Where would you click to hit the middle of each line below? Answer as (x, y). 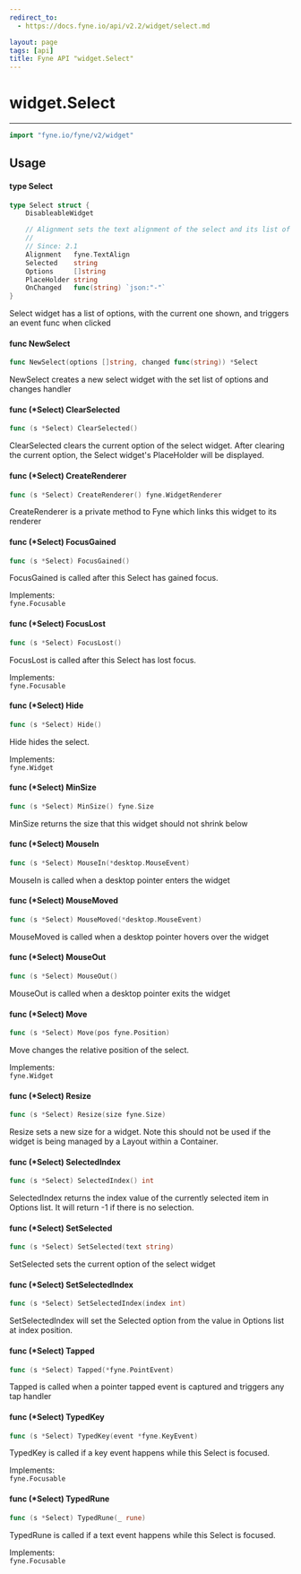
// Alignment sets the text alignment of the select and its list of (158, 229)
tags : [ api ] (31, 50)
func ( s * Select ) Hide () (56, 724)
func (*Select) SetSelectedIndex (72, 1284)
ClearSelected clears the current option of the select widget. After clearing (147, 445)
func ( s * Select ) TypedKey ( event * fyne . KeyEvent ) (104, 1436)
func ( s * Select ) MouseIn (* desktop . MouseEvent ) (100, 863)
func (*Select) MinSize (53, 787)
